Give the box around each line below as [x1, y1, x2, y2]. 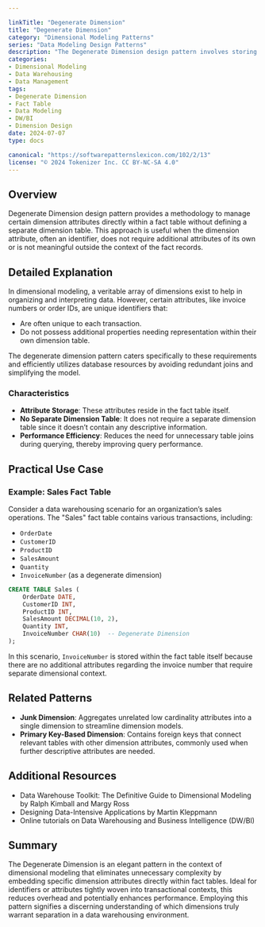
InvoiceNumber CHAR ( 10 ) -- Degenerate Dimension [22, 630, 190, 638]
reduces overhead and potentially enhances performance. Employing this [8, 894, 248, 903]
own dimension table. [19, 336, 90, 345]
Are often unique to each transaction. [19, 319, 142, 328]
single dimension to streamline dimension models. [19, 721, 184, 730]
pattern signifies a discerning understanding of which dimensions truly [8, 902, 240, 911]
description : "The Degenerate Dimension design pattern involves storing [8, 48, 258, 56]
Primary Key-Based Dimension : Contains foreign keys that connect [19, 729, 242, 739]
